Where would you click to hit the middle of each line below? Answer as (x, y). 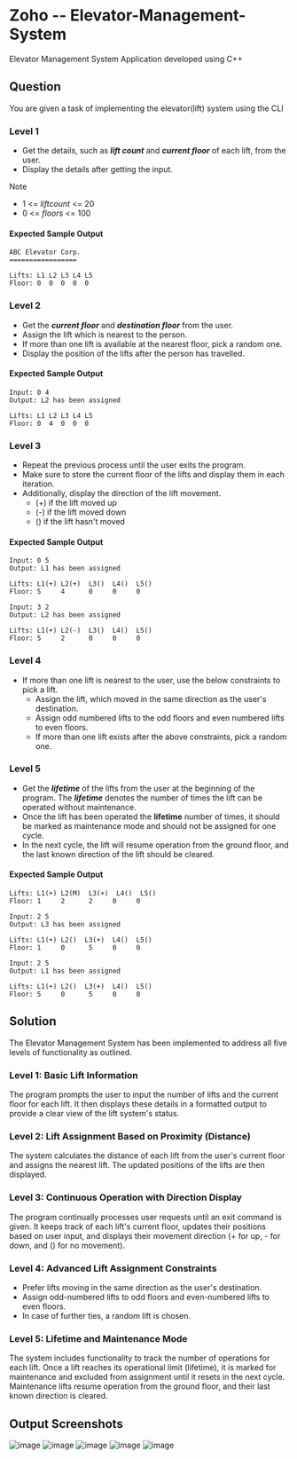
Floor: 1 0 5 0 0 (75, 948)
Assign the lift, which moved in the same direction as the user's (151, 698)
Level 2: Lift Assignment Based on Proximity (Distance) (130, 1137)
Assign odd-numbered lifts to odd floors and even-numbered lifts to (146, 1297)
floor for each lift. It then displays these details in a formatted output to (138, 1104)
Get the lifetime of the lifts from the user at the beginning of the (138, 788)
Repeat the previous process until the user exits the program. (134, 465)
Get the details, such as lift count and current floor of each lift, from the (154, 151)
